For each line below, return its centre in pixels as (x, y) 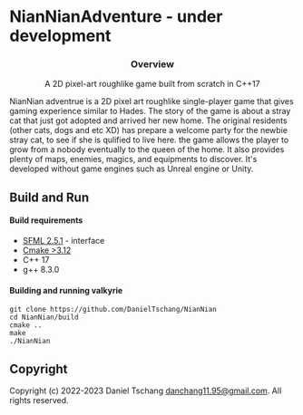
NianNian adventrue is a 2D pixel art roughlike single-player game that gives (151, 101)
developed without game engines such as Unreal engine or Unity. (132, 169)
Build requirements (46, 220)
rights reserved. (39, 401)
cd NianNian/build (44, 318)
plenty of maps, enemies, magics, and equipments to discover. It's (133, 159)
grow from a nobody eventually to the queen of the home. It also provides (147, 150)
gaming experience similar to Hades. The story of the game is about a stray (150, 111)
